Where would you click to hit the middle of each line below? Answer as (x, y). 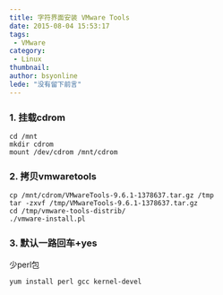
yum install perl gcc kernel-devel (76, 282)
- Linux (27, 59)
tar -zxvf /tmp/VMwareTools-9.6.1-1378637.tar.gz (104, 204)
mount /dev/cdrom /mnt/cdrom (64, 152)
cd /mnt (24, 136)
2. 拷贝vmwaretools (53, 176)
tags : (19, 34)
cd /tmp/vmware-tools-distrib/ (68, 212)
